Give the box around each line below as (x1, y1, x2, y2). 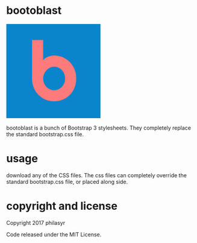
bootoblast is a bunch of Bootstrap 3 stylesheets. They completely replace (6, 124, 192, 131)
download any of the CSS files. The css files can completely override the (6, 171, 187, 178)
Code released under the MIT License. (6, 230, 102, 238)
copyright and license (6, 200, 117, 213)
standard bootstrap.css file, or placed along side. (6, 178, 128, 185)
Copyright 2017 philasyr (6, 219, 65, 226)
